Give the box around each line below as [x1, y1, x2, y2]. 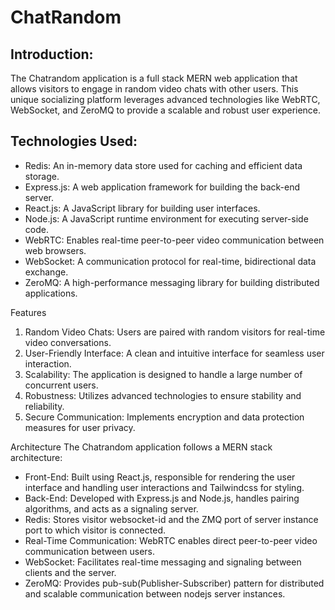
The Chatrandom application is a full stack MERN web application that [10, 72, 298, 84]
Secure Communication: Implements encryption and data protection [24, 411, 305, 423]
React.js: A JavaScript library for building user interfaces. [24, 202, 261, 214]
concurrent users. [24, 379, 99, 391]
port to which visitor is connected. [24, 524, 166, 536]
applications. [24, 287, 78, 299]
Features [10, 306, 47, 318]
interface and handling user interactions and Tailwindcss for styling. [24, 481, 305, 493]
